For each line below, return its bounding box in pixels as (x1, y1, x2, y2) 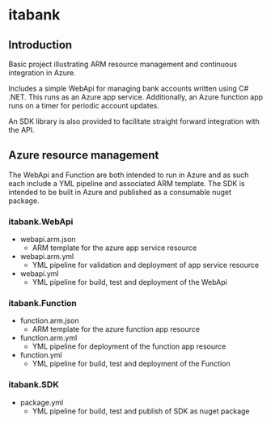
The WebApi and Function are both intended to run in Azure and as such (8, 170, 249, 180)
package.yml (19, 397, 64, 407)
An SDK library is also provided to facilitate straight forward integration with (8, 117, 260, 126)
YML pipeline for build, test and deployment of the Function (32, 358, 231, 369)
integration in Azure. (8, 68, 77, 78)
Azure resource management (8, 148, 159, 163)
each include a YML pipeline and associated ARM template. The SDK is (8, 178, 245, 188)
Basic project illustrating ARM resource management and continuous (8, 59, 237, 69)
